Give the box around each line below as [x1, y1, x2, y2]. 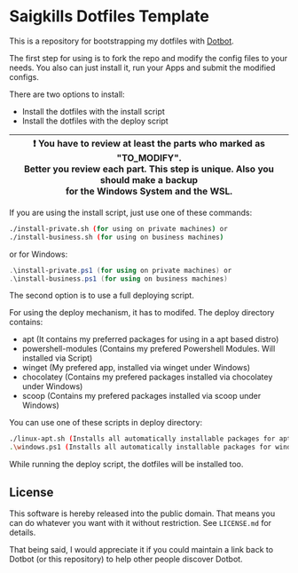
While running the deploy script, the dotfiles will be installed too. [9, 459, 244, 470]
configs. [9, 71, 40, 82]
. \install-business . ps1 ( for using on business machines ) [9, 274, 228, 283]
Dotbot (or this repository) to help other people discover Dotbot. [9, 553, 243, 564]
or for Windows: [9, 249, 68, 259]
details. [9, 527, 36, 537]
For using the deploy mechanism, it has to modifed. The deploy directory [9, 307, 275, 318]
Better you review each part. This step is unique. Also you [23, 163, 275, 175]
